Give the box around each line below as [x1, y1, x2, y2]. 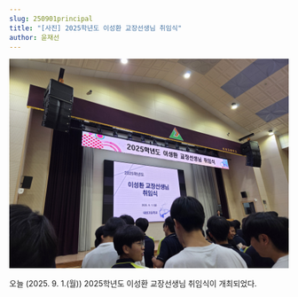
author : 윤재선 [9, 33, 60, 42]
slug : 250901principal [9, 14, 93, 23]
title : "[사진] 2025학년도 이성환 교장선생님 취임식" [9, 23, 183, 33]
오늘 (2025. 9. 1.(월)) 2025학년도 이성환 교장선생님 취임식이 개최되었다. [9, 278, 257, 289]
